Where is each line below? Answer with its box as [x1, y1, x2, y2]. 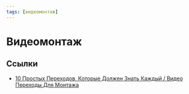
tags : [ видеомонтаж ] [6, 8, 59, 15]
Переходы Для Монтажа [15, 81, 79, 88]
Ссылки [6, 58, 38, 69]
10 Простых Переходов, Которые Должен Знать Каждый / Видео [15, 75, 184, 82]
